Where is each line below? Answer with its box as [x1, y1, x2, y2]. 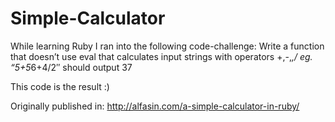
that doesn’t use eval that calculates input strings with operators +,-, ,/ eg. [10, 50, 313, 62]
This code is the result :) [10, 80, 110, 92]
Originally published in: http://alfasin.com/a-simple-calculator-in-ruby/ [10, 100, 300, 112]
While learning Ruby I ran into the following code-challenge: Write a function [10, 40, 325, 52]
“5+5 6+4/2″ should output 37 [10, 61, 133, 73]
